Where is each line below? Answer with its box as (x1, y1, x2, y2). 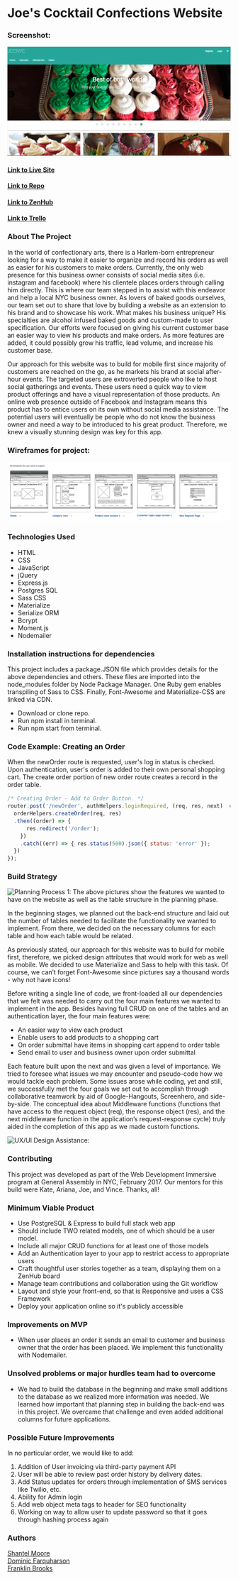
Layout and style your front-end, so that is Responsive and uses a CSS (17, 1287, 225, 1296)
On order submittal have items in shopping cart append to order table (17, 1041, 220, 1050)
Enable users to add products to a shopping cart (17, 1033, 159, 1042)
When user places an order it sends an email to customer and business (17, 1336, 225, 1344)
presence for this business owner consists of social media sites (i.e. (7, 270, 205, 279)
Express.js (17, 578, 48, 587)
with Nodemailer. (17, 1350, 67, 1360)
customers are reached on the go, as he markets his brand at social (7, 367, 204, 375)
